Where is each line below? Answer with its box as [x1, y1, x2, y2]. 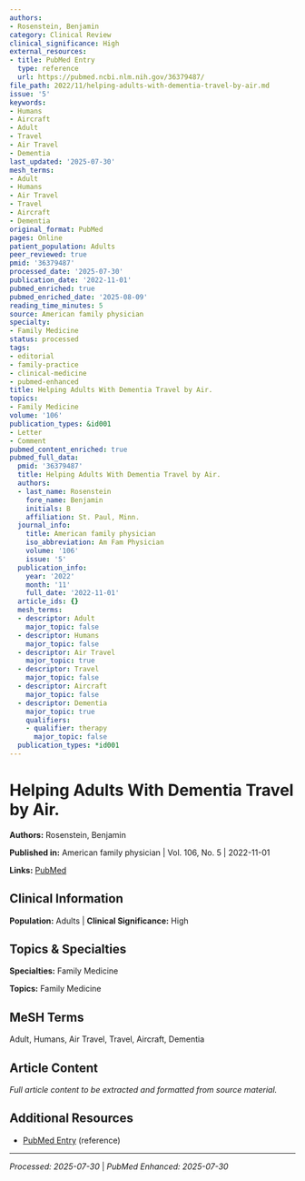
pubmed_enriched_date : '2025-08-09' [9, 292, 148, 301]
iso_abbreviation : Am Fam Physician [25, 538, 165, 547]
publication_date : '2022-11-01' [9, 276, 132, 285]
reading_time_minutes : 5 [9, 301, 103, 310]
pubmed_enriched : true [9, 284, 95, 293]
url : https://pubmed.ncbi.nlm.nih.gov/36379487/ [17, 73, 205, 82]
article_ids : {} [17, 597, 79, 606]
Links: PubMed [9, 864, 67, 875]
